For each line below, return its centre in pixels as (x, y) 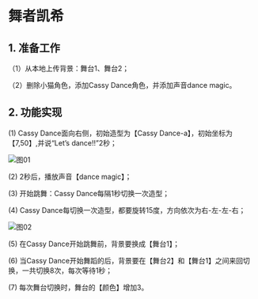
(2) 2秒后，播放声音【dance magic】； (70, 176)
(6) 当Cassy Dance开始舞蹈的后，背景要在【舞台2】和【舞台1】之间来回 (126, 260)
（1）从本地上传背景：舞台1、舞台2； (68, 68)
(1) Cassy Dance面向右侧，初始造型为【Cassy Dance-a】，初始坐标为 (121, 133)
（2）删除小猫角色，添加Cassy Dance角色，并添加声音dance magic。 (122, 85)
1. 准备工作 (34, 48)
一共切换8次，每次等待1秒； (67, 271)
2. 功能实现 (35, 113)
